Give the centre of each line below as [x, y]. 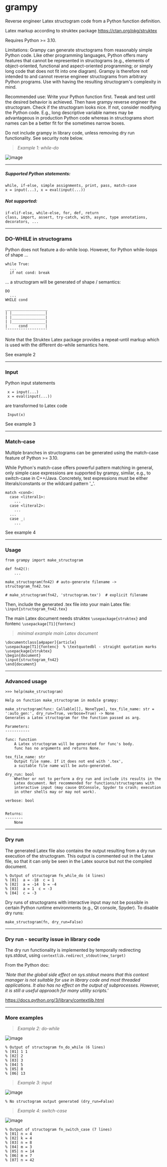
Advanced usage [26, 681]
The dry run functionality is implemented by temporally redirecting [73, 950]
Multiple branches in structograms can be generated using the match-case [82, 452]
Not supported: [21, 201]
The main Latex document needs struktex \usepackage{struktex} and [76, 618]
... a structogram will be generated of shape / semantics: [63, 282]
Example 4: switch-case [42, 1111]
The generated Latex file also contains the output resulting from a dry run [80, 851]
